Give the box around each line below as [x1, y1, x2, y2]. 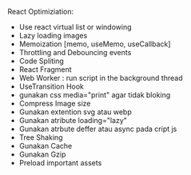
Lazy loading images [18, 31, 88, 40]
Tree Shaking [18, 133, 63, 142]
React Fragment [18, 65, 73, 74]
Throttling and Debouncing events [18, 48, 132, 57]
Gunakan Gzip [18, 149, 66, 159]
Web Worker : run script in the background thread [18, 74, 183, 82]
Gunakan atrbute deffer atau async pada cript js [18, 124, 177, 133]
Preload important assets [18, 158, 102, 167]
